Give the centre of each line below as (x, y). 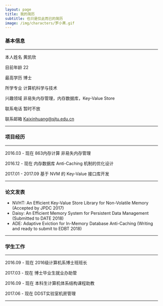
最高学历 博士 (18, 78)
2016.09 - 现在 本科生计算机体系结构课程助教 (50, 283)
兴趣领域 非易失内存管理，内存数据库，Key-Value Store (60, 98)
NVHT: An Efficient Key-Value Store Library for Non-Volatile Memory (80, 203)
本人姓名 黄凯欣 (21, 57)
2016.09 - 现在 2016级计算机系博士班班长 (46, 263)
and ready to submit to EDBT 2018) (47, 229)
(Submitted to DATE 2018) (38, 218)
